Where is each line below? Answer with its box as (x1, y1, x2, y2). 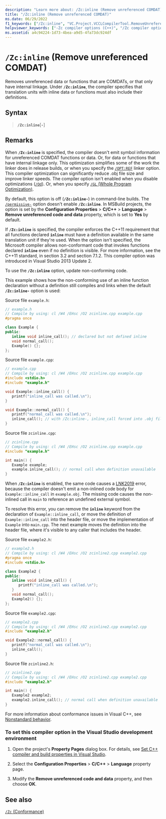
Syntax (5, 108, 28, 117)
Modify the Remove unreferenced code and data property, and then (12, 776, 152, 782)
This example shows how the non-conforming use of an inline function (5, 277, 149, 283)
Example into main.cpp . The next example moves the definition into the (5, 522, 147, 528)
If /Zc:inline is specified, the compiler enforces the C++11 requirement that (5, 226, 160, 232)
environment (5, 735, 37, 742)
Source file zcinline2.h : (5, 661, 54, 666)
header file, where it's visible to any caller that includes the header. (5, 527, 142, 533)
